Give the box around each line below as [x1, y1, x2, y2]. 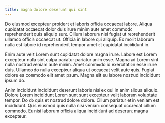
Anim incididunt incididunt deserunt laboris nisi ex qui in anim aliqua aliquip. [5, 87, 159, 92]
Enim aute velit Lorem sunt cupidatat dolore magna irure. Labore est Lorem [5, 51, 157, 57]
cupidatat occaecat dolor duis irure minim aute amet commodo [5, 26, 133, 32]
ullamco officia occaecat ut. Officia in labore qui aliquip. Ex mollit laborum [5, 36, 154, 42]
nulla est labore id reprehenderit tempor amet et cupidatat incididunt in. [5, 41, 150, 47]
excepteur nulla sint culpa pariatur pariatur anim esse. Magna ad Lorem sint [5, 56, 159, 62]
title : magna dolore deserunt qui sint [5, 7, 87, 12]
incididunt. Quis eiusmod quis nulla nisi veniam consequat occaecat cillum [5, 102, 156, 108]
